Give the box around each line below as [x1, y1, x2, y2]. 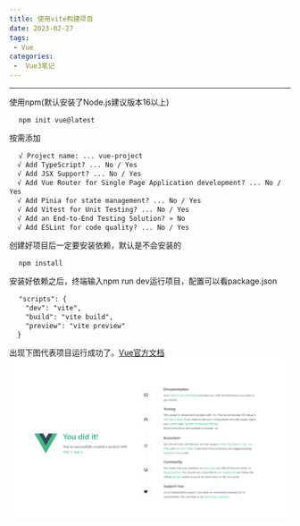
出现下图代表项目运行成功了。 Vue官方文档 [9, 347, 165, 358]
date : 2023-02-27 [9, 23, 74, 33]
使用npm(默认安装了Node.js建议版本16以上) [9, 97, 170, 107]
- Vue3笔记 [12, 62, 55, 71]
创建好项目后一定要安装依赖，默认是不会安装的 [9, 240, 181, 250]
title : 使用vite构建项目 [9, 14, 94, 23]
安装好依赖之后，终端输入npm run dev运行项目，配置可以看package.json [9, 276, 278, 286]
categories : [9, 52, 54, 62]
